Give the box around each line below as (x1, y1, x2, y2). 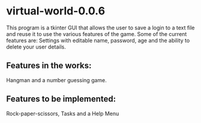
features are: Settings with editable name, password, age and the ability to (6, 37, 190, 44)
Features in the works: (6, 61, 92, 71)
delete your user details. (6, 43, 66, 50)
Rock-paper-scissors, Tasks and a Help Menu (6, 110, 119, 117)
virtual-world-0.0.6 (6, 4, 106, 18)
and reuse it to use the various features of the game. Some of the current (6, 30, 187, 37)
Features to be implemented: (6, 94, 116, 104)
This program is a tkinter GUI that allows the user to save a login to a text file (6, 24, 195, 31)
